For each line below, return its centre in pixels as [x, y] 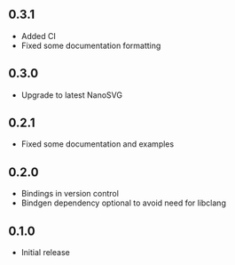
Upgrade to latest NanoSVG [72, 95]
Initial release [45, 253]
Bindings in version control [70, 194]
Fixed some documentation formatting [91, 45]
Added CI [39, 36]
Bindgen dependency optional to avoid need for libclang [124, 203]
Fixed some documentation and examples [98, 144]
